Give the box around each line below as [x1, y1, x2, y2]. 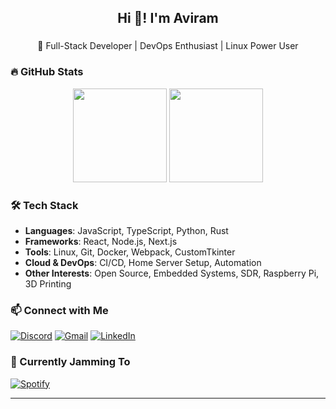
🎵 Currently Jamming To [10, 355, 131, 369]
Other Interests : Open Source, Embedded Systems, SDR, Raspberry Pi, [24, 267, 320, 279]
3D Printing [24, 277, 72, 290]
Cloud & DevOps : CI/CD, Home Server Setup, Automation [24, 256, 262, 268]
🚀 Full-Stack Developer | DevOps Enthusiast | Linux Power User [37, 40, 299, 52]
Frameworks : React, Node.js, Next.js [24, 235, 178, 247]
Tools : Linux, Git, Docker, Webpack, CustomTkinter [24, 246, 236, 258]
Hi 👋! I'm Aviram [117, 10, 219, 27]
